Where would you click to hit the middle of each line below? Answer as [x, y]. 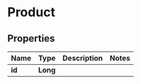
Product [31, 12]
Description [83, 58]
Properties [31, 38]
